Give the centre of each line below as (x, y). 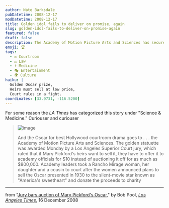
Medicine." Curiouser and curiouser (42, 118)
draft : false (19, 38)
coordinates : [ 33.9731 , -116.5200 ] (43, 98)
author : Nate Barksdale (30, 10)
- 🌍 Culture (23, 75)
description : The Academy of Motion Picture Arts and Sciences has (77, 43)
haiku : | (14, 80)
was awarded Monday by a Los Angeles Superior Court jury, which (87, 148)
